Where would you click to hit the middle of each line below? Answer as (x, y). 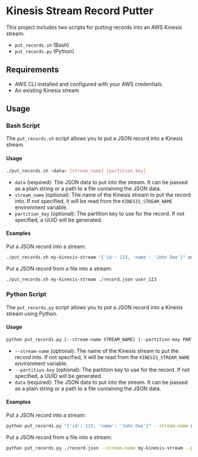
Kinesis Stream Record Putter (80, 11)
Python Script (26, 295)
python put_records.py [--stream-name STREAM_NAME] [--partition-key (93, 340)
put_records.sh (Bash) (42, 45)
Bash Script (23, 126)
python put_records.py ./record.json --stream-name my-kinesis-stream (95, 448)
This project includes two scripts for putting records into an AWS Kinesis (94, 27)
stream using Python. (32, 314)
